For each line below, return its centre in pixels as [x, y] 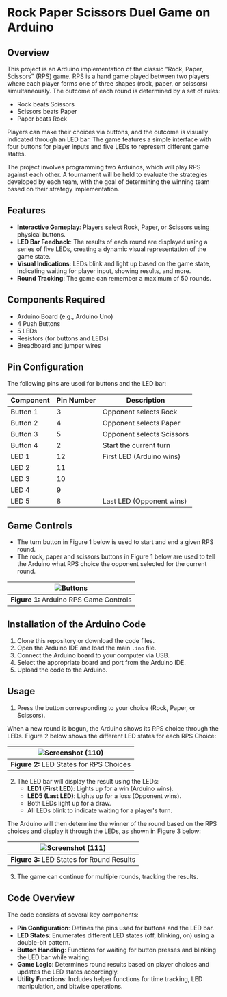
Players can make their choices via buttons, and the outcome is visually [108, 132]
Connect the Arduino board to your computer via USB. [93, 655]
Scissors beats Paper [47, 112]
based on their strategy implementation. [63, 189]
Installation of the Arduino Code [76, 624]
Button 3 [24, 434]
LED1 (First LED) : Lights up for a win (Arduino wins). [100, 788]
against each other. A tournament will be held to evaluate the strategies [107, 174]
